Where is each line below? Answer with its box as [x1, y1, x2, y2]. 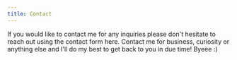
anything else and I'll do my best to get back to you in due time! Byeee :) [7, 44, 218, 53]
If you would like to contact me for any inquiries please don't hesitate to [7, 30, 216, 38]
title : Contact [7, 10, 52, 18]
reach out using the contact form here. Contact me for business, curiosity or [7, 37, 230, 46]
